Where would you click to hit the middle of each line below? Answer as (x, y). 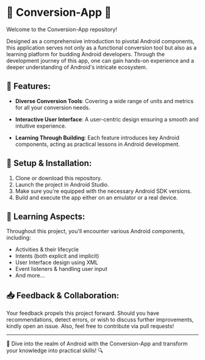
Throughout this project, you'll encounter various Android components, (95, 231)
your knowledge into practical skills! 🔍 (55, 351)
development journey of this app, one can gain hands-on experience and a (100, 60)
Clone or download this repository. (59, 178)
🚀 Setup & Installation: (49, 163)
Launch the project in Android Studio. (62, 184)
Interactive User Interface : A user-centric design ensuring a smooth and (107, 119)
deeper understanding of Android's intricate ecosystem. (77, 67)
